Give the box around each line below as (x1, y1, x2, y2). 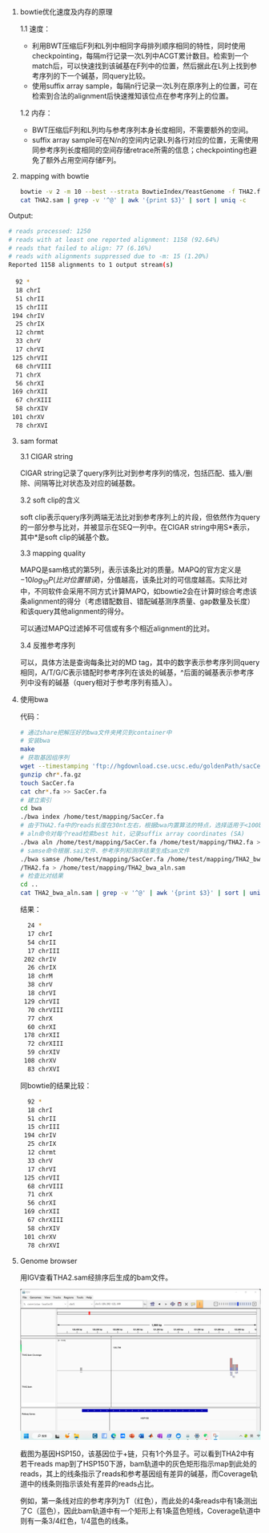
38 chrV (27, 981, 54, 989)
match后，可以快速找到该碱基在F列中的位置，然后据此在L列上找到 (31, 61, 251, 71)
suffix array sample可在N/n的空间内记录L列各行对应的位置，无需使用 (31, 135, 259, 144)
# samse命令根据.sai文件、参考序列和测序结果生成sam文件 (19, 846, 190, 855)
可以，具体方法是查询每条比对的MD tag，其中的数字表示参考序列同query (19, 657, 260, 667)
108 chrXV (23, 1057, 57, 1065)
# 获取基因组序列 (19, 754, 70, 762)
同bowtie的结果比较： (19, 1080, 92, 1090)
